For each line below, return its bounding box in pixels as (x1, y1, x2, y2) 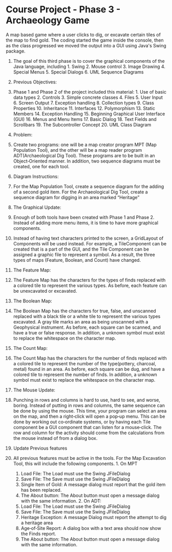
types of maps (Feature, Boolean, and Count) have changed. (13, 257, 141, 263)
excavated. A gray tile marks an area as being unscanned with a (13, 318, 148, 325)
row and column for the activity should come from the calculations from (13, 430, 165, 436)
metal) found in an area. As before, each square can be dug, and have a (13, 366, 165, 372)
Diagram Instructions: (13, 173, 59, 180)
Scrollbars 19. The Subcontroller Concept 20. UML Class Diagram (13, 121, 152, 128)
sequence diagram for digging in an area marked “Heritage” (13, 194, 140, 200)
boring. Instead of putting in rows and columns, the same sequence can (13, 402, 165, 408)
